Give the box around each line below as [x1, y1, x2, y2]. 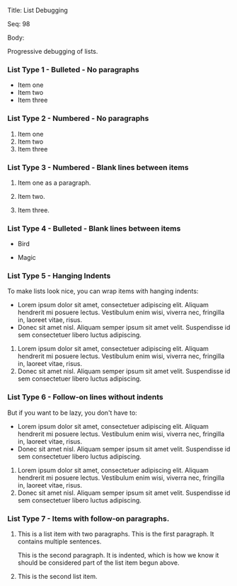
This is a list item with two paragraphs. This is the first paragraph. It [17, 530, 214, 539]
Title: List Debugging [7, 6, 69, 14]
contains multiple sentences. [17, 537, 102, 546]
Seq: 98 [7, 20, 30, 28]
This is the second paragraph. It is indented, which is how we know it [17, 551, 219, 560]
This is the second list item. [17, 573, 98, 581]
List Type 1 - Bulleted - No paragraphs [7, 64, 139, 74]
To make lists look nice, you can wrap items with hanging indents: [7, 287, 199, 296]
